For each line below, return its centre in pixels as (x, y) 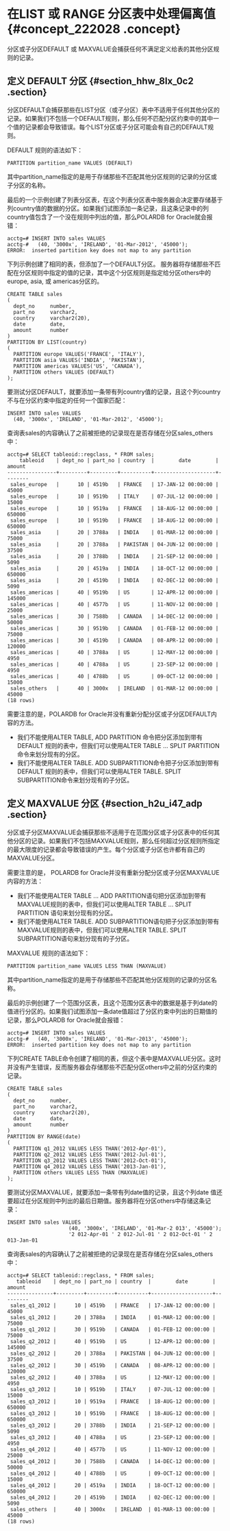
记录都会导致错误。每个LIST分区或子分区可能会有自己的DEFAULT (116, 127)
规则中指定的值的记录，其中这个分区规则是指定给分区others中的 (121, 272)
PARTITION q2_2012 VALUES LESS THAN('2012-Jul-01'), (90, 1155)
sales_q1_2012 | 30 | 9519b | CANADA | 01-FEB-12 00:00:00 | (113, 1329)
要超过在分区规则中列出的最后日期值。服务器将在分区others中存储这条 (106, 1201)
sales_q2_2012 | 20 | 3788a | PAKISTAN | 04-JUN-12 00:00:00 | (113, 1353)
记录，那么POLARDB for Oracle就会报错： (66, 1020)
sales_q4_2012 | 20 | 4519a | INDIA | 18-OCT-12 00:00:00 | (113, 1485)
